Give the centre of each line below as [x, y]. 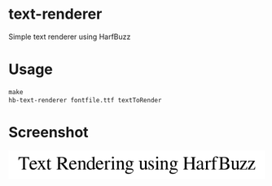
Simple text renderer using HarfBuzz [70, 37]
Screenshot [48, 133]
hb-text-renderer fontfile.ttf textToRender [85, 100]
